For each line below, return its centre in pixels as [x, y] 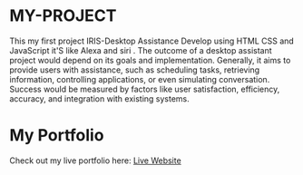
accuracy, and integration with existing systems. [100, 98]
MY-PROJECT [63, 16]
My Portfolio [57, 136]
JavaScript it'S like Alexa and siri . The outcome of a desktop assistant [141, 50]
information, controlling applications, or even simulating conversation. [140, 79]
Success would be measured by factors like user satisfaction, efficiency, [145, 89]
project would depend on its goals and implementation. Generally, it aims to [150, 60]
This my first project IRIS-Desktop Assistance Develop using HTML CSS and [152, 41]
